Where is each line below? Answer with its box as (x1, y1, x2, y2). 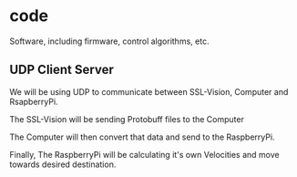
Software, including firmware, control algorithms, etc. (9, 36, 210, 47)
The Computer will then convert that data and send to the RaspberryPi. (9, 131, 275, 142)
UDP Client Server (9, 62, 114, 78)
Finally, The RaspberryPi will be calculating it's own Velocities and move (9, 149, 280, 160)
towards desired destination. (9, 159, 117, 170)
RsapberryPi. (9, 96, 58, 107)
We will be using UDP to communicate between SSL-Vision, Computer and (9, 86, 289, 97)
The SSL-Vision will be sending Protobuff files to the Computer (9, 113, 244, 124)
